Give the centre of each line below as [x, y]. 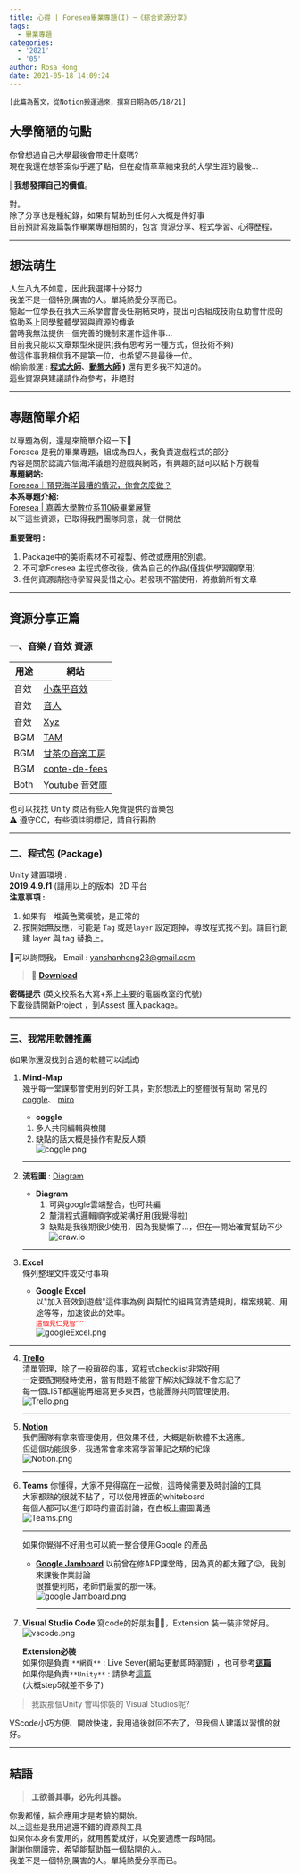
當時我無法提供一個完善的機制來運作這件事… [91, 333]
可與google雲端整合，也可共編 [104, 1204]
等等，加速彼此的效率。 [87, 1313]
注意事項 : [27, 897]
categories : [31, 42]
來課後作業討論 [63, 1575]
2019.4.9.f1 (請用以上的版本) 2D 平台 [78, 886]
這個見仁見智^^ [60, 1324]
